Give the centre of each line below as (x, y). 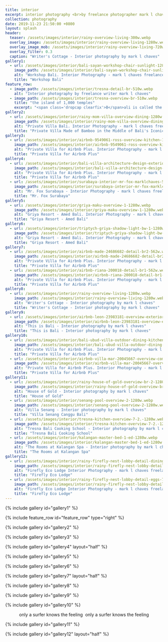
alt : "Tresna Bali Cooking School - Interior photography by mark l (87, 428)
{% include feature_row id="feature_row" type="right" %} (65, 517)
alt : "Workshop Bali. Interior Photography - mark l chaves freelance (89, 75)
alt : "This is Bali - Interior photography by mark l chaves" (80, 326)
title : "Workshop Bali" (39, 80)
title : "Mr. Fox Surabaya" (42, 196)
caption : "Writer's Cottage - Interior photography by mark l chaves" (85, 56)
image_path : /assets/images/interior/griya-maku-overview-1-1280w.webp (90, 210)
